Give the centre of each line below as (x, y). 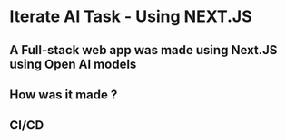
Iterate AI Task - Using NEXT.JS (131, 17)
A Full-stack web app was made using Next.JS (143, 50)
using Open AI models (73, 64)
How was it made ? (64, 94)
